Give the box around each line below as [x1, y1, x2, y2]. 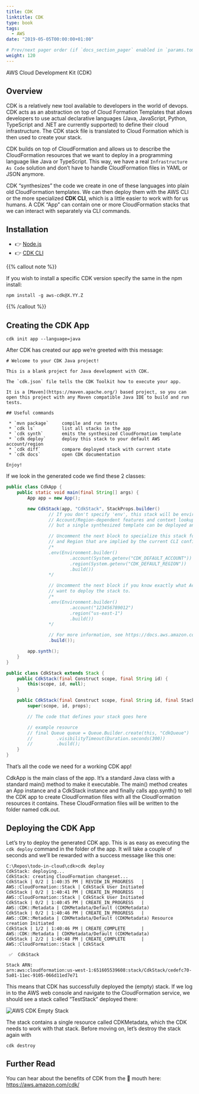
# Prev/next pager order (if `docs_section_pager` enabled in [6, 47, 163, 54]
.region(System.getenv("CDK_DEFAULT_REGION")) [69, 560, 187, 567]
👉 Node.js [14, 240, 42, 247]
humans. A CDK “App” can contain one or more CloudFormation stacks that [6, 200, 190, 208]
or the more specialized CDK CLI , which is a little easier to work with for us [6, 195, 188, 202]
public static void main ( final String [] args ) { [17, 490, 139, 496]
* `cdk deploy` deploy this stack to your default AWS [8, 436, 161, 442]
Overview [6, 86, 43, 96]
